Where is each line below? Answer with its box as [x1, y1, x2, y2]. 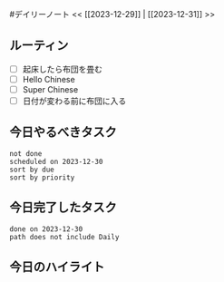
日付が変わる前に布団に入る [22, 95, 127, 106]
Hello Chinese [22, 73, 75, 84]
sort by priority [9, 172, 75, 182]
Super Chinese [22, 83, 79, 94]
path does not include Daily [9, 232, 120, 241]
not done [9, 149, 43, 158]
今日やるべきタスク [9, 124, 117, 140]
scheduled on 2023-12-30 [9, 157, 103, 166]
